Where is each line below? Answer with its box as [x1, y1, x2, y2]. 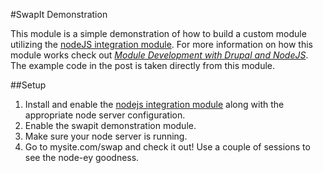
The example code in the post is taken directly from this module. [10, 60, 276, 71]
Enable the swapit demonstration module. [24, 120, 197, 131]
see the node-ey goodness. [24, 152, 140, 163]
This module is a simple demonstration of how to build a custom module [10, 28, 307, 39]
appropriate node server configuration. [24, 109, 186, 121]
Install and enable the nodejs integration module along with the [24, 99, 285, 110]
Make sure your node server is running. [24, 130, 188, 142]
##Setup [10, 79, 47, 91]
